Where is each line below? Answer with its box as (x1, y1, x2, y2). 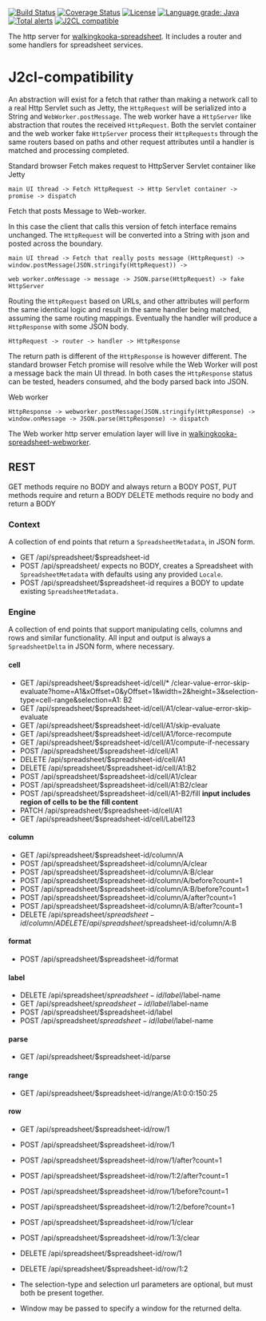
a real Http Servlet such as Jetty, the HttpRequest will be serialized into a (8, 102, 247, 112)
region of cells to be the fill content (19, 797, 138, 806)
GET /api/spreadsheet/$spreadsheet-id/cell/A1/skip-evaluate (19, 721, 221, 730)
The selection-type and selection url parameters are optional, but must (19, 1279, 253, 1289)
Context (8, 519, 41, 530)
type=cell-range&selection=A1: (19, 695, 122, 705)
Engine (8, 606, 36, 617)
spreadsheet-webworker (8, 437, 89, 447)
